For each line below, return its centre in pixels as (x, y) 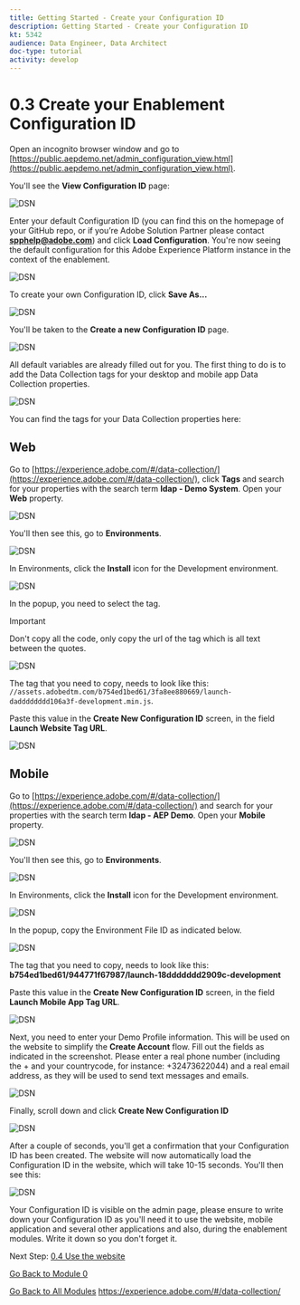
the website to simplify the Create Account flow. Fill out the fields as (137, 1046)
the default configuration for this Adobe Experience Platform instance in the (150, 249)
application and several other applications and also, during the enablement (148, 1229)
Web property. (37, 498)
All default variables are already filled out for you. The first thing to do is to (148, 364)
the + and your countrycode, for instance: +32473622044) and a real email (150, 1066)
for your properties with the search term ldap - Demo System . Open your (145, 488)
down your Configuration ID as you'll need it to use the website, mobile (141, 1219)
